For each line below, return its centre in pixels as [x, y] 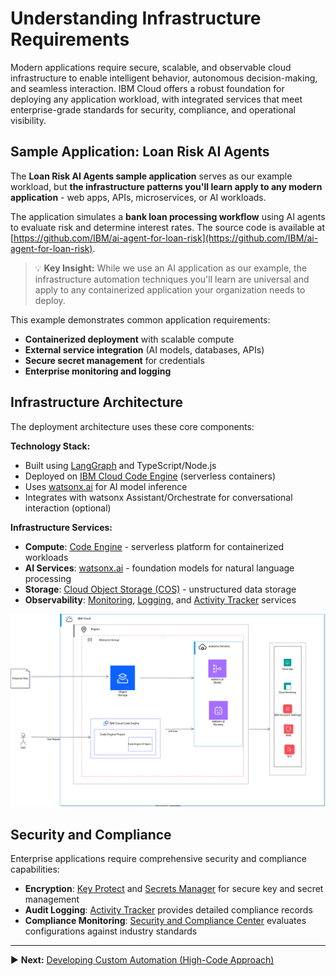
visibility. [28, 120]
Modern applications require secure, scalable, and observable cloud [151, 67]
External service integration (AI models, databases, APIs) [144, 349]
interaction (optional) [68, 508]
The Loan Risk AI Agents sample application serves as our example [151, 176]
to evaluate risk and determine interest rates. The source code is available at [168, 227]
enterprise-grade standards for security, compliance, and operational [153, 109]
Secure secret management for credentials [114, 360]
